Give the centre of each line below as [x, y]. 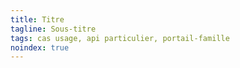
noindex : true [40, 47]
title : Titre [37, 19]
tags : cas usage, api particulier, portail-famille [120, 38]
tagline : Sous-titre [53, 29]
